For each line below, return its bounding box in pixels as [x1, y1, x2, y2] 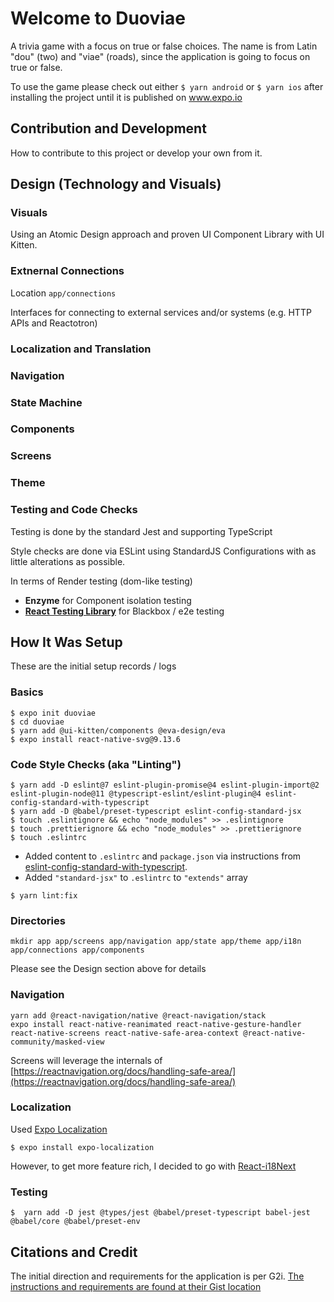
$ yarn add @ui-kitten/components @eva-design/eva [10, 725, 226, 736]
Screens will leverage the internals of [10, 1054, 163, 1066]
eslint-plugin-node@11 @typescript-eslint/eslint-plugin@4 [10, 788, 262, 799]
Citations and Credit [10, 1243, 138, 1261]
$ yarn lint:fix [10, 890, 78, 901]
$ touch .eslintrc [10, 832, 87, 842]
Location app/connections [10, 287, 117, 299]
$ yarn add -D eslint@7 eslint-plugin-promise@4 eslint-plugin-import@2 [10, 780, 320, 790]
